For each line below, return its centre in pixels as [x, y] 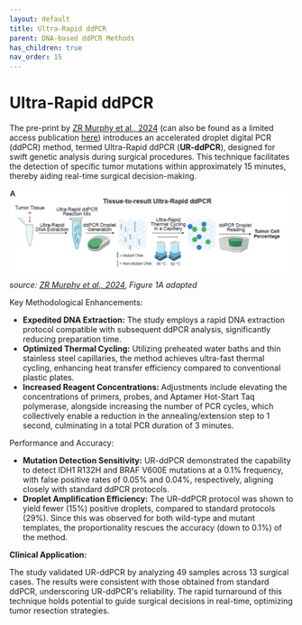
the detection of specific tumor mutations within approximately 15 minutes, [148, 166]
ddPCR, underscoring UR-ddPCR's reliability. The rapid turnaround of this [146, 592]
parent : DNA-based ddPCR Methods [72, 38]
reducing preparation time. [72, 340]
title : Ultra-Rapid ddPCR [58, 28]
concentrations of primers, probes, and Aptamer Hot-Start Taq [138, 396]
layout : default [40, 19]
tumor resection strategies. [59, 611]
